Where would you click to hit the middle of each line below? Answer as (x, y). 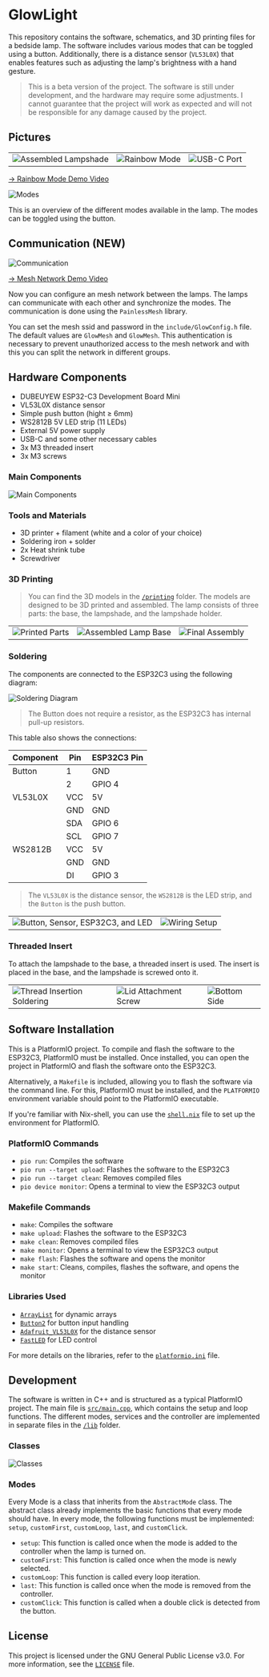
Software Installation (61, 1029)
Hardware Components (68, 377)
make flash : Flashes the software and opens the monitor (112, 1259)
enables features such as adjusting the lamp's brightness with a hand (123, 63)
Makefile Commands (49, 1207)
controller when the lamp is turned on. (83, 1551)
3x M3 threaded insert (56, 448)
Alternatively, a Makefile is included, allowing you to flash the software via (130, 1081)
